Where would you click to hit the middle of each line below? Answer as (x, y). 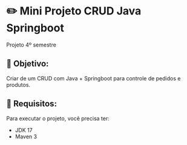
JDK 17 (24, 130)
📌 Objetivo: (28, 64)
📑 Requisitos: (32, 104)
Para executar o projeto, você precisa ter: (58, 118)
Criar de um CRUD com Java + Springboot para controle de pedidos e (93, 78)
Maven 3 (26, 137)
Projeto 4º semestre (31, 45)
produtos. (18, 85)
